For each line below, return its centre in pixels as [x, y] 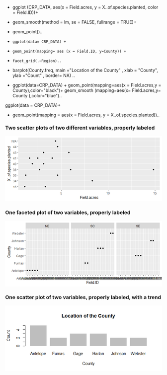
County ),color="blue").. [37, 96]
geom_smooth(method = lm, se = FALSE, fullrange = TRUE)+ [74, 22]
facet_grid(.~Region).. [37, 61]
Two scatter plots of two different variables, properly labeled [80, 128]
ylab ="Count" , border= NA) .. [43, 75]
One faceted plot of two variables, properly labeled [68, 213]
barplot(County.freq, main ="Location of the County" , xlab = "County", [85, 70]
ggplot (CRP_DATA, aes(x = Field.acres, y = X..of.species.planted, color [85, 7]
